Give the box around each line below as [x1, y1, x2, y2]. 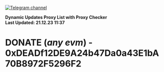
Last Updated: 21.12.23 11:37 [5, 20, 65, 25]
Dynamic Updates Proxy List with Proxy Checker [5, 14, 107, 20]
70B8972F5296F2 [5, 58, 82, 70]
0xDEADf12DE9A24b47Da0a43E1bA [5, 48, 159, 59]
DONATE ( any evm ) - [5, 37, 93, 48]
